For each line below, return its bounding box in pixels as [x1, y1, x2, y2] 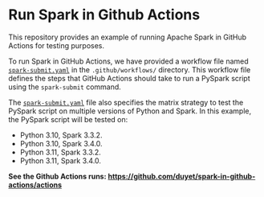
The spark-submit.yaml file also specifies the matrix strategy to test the [8, 97, 244, 107]
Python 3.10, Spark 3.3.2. [19, 130, 103, 140]
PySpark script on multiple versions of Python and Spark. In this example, [8, 106, 251, 116]
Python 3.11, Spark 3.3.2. [19, 147, 102, 157]
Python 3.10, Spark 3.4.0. [19, 138, 103, 148]
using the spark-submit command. [8, 82, 122, 92]
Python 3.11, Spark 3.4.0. [19, 155, 102, 166]
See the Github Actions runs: [8, 171, 107, 181]
